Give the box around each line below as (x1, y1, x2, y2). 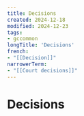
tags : (7, 29, 23, 36)
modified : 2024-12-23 (7, 23, 69, 29)
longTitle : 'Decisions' (7, 42, 75, 48)
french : (7, 48, 29, 55)
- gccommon (7, 35, 38, 42)
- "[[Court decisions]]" (7, 67, 78, 74)
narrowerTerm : (7, 61, 48, 68)
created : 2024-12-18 (7, 16, 66, 23)
